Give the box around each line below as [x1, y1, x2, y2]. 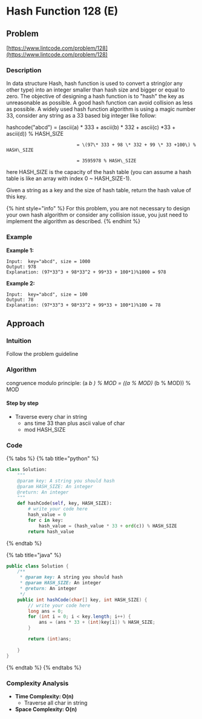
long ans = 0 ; [28, 608, 64, 614]
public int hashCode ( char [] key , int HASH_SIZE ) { [17, 597, 148, 603]
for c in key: [28, 517, 64, 523]
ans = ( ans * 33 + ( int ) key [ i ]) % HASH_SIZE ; [38, 620, 155, 626]
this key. [6, 193, 27, 201]
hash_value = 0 [28, 512, 67, 518]
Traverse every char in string [15, 413, 87, 420]
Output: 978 [6, 264, 36, 270]
